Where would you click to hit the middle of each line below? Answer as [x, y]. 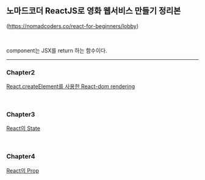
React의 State [23, 128]
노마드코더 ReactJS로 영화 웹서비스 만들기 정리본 [94, 11]
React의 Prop [23, 170]
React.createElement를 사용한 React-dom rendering [71, 87]
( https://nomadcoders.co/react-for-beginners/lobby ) [73, 26]
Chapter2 [21, 72]
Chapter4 [21, 156]
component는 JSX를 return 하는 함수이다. [57, 50]
